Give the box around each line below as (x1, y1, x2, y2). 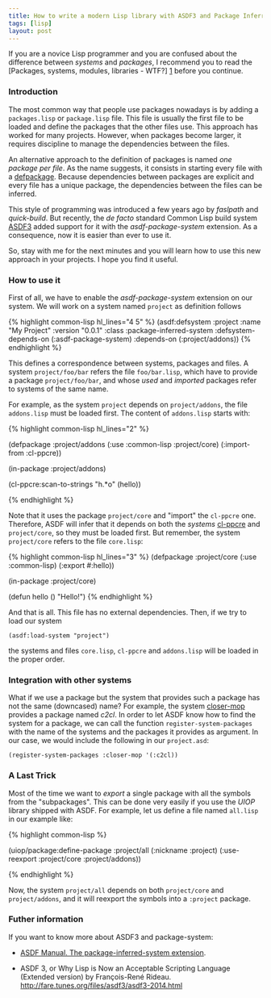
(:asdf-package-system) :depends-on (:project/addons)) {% (51, 334, 252, 344)
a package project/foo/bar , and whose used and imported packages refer (8, 375, 256, 385)
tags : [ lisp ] (8, 19, 52, 27)
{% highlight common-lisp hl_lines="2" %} (8, 424, 149, 433)
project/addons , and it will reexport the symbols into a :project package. (8, 893, 252, 904)
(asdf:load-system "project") (8, 631, 110, 640)
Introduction (8, 86, 58, 98)
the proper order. (8, 654, 65, 664)
